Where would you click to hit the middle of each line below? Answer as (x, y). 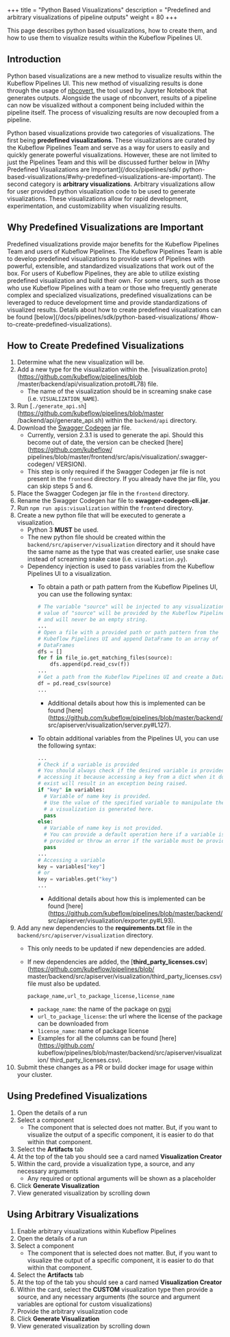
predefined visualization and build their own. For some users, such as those (114, 280)
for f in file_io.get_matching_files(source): (105, 658)
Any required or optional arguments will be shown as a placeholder (122, 1178)
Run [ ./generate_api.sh (51, 406)
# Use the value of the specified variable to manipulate (128, 802)
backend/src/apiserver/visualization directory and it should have (121, 544)
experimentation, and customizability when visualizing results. (95, 206)
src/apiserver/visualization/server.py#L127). (109, 725)
